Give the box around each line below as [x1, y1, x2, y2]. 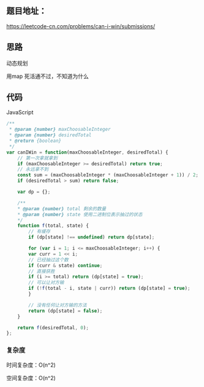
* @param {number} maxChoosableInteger [9, 127, 111, 133]
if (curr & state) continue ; [28, 262, 103, 268]
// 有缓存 [28, 229, 51, 235]
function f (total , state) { [17, 223, 89, 229]
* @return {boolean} [9, 138, 62, 144]
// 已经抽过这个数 [28, 257, 69, 263]
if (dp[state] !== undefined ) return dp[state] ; [28, 234, 155, 241]
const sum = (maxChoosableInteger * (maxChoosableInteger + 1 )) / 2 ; [17, 172, 199, 178]
